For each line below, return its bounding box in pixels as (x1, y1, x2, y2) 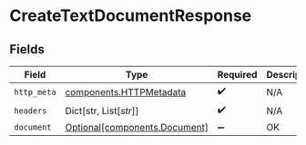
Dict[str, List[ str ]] (65, 104, 139, 117)
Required (217, 69, 258, 81)
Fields (9, 42, 46, 57)
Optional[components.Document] (65, 121, 209, 133)
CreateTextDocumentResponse (9, 5, 252, 26)
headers (14, 105, 47, 116)
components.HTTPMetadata (65, 85, 187, 98)
